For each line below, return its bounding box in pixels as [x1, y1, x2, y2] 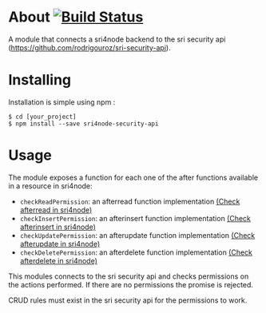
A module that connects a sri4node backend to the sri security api [8, 34, 226, 44]
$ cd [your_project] [8, 113, 77, 121]
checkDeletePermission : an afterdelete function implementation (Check [19, 248, 253, 257]
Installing [8, 71, 72, 89]
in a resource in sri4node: [8, 180, 93, 191]
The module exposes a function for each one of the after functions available [8, 172, 258, 182]
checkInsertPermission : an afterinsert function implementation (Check [19, 213, 252, 223]
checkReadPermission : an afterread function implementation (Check [19, 196, 240, 206]
